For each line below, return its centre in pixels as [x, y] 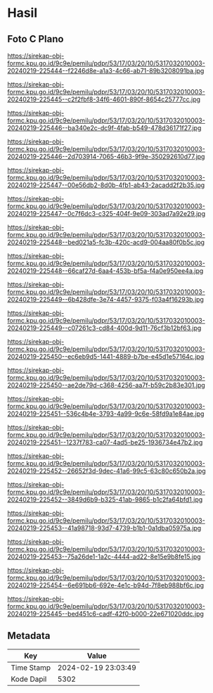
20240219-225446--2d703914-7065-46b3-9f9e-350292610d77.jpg [106, 157]
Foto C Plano [35, 39]
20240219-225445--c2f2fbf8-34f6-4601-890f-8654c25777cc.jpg [104, 99]
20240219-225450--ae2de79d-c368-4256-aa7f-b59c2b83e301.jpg [106, 385]
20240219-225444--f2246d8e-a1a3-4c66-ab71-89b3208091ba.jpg [106, 71]
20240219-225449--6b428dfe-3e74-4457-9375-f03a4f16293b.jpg [105, 299]
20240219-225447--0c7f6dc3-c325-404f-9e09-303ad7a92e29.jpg [106, 214]
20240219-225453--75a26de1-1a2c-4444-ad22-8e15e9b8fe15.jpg [104, 557]
